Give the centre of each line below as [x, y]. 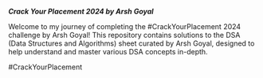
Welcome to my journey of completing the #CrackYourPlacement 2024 [125, 26]
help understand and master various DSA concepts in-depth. [108, 52]
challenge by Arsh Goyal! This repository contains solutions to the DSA [124, 35]
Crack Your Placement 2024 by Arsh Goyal [81, 11]
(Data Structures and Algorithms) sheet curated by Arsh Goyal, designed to [131, 43]
